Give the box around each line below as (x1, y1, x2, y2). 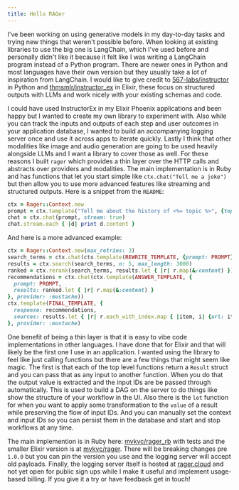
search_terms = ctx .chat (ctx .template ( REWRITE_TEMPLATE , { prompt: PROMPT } (7, 254, 234, 261)
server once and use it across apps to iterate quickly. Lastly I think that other (7, 134, 232, 143)
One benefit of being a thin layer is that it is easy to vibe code (7, 332, 187, 341)
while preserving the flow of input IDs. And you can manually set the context (7, 408, 231, 416)
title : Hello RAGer (7, 10, 65, 18)
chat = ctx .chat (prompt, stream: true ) (7, 214, 126, 221)
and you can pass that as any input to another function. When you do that (7, 370, 223, 379)
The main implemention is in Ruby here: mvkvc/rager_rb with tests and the (7, 437, 225, 445)
